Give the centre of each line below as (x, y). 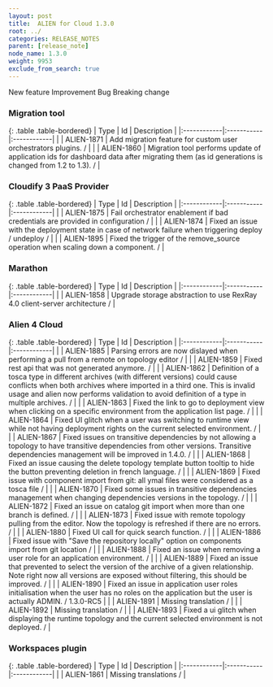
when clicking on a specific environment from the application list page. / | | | (136, 411)
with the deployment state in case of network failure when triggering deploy (135, 230)
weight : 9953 (30, 62)
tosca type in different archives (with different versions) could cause (123, 376)
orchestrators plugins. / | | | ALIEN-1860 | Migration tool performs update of (135, 148)
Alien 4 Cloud (36, 324)
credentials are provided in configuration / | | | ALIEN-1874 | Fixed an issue (133, 221)
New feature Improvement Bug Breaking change (89, 92)
